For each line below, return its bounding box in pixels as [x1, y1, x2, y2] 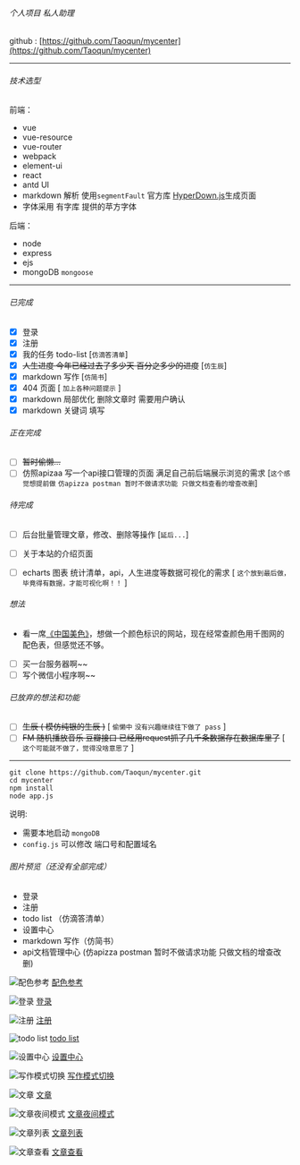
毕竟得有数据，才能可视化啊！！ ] [21, 577, 128, 587]
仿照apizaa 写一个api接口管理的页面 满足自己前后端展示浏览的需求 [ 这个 [21, 467, 284, 478]
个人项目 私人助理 [9, 7, 74, 18]
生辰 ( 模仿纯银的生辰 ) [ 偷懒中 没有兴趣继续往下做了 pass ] [21, 721, 227, 732]
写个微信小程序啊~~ [21, 670, 96, 681]
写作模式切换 [66, 1070, 114, 1081]
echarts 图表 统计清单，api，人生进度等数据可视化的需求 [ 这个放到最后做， [21, 567, 291, 578]
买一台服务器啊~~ [21, 658, 88, 670]
